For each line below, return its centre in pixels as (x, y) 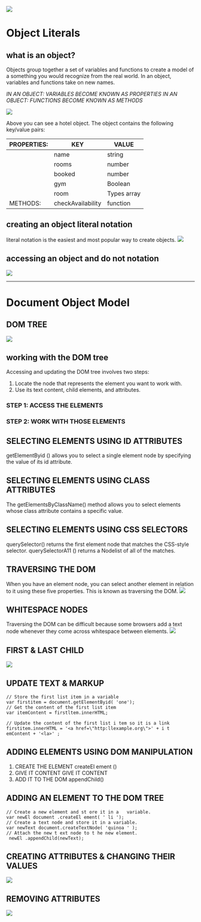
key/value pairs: (26, 130)
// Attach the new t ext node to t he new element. (72, 833)
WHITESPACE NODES (47, 610)
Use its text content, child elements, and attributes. (77, 390)
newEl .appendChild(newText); (46, 838)
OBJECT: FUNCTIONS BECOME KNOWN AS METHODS (74, 100)
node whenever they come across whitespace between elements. (87, 631)
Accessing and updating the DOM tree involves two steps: (78, 372)
